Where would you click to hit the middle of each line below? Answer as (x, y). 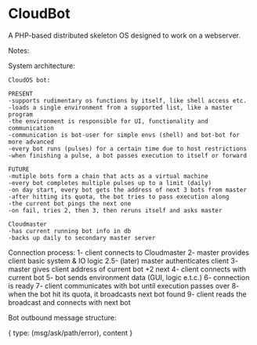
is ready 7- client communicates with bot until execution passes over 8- (124, 285)
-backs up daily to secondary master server (82, 238)
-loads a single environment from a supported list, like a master (121, 107)
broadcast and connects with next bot (69, 302)
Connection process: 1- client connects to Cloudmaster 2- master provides (128, 252)
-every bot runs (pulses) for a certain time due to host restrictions (127, 149)
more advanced (31, 142)
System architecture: (42, 65)
